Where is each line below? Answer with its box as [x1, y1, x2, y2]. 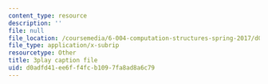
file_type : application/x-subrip [8, 42, 120, 50]
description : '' [8, 19, 62, 27]
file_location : [8, 34, 59, 42]
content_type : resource [8, 11, 88, 20]
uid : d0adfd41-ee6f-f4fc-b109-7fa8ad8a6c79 [8, 64, 156, 72]
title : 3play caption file [8, 57, 98, 65]
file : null [8, 26, 45, 34]
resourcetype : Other [8, 49, 77, 57]
